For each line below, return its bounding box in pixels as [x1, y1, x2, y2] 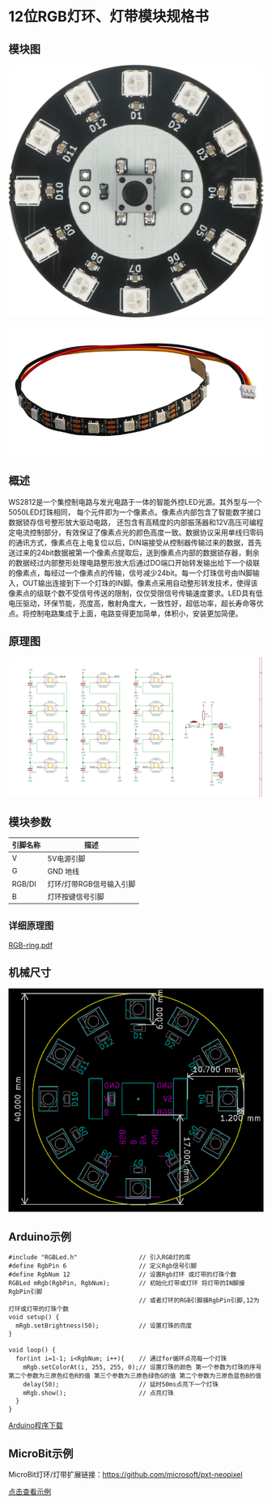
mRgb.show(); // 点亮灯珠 [23, 1389, 174, 1398]
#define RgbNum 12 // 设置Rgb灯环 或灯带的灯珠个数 [8, 1271, 237, 1279]
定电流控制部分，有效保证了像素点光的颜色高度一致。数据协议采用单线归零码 [8, 528, 264, 537]
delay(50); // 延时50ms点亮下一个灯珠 [23, 1381, 219, 1389]
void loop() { [8, 1346, 57, 1354]
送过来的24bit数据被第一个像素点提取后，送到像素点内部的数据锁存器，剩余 [8, 548, 260, 558]
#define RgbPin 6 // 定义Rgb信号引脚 [8, 1262, 198, 1271]
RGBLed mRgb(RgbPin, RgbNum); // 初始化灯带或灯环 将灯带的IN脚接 [8, 1280, 245, 1288]
